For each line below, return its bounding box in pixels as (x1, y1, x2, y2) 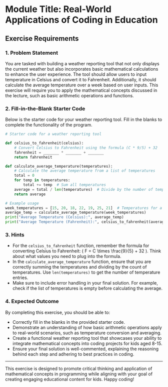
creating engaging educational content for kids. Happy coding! (5, 376, 134, 382)
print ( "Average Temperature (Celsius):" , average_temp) (5, 215, 124, 220)
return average (14, 192, 46, 197)
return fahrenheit (14, 155, 52, 160)
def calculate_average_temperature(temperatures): (5, 164, 113, 169)
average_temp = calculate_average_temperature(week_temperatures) (5, 210, 146, 215)
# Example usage (5, 201, 39, 206)
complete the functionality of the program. (5, 122, 92, 128)
